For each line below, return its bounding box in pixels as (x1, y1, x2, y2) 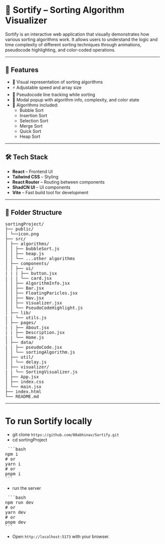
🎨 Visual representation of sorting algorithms (12, 79, 103, 85)
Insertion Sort (19, 112, 48, 118)
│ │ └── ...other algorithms (5, 256, 75, 262)
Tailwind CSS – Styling (12, 173, 59, 179)
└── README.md (5, 394, 39, 400)
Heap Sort (19, 133, 41, 139)
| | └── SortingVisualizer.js (5, 369, 78, 375)
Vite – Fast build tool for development (12, 189, 88, 195)
